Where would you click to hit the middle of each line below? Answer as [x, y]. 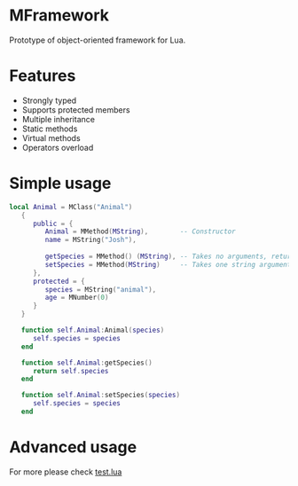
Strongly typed [49, 100]
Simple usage [60, 184]
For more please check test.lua [66, 472]
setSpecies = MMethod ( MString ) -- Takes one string [150, 264]
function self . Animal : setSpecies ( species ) [100, 396]
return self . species [71, 371]
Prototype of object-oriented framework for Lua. [98, 40]
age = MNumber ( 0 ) [77, 298]
